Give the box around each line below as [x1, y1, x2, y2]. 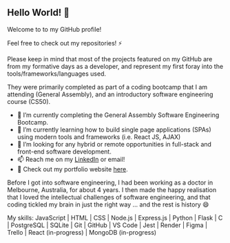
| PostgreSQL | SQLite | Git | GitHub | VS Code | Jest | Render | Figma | [7, 221, 208, 229]
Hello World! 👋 [7, 7, 70, 19]
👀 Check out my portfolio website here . [17, 165, 129, 173]
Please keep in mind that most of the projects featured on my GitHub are [7, 54, 213, 63]
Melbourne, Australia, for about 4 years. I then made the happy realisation [7, 185, 217, 193]
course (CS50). [7, 97, 51, 105]
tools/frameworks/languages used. [7, 70, 107, 78]
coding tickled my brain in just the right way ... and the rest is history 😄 [7, 200, 209, 209]
